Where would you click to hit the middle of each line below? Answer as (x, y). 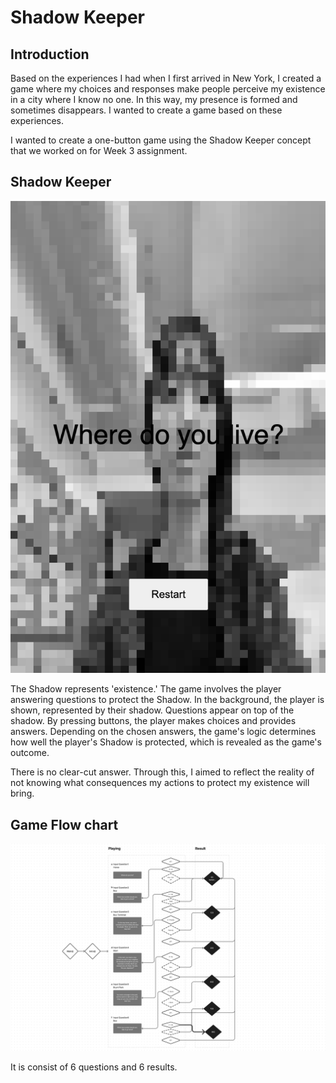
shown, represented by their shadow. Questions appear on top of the (152, 710)
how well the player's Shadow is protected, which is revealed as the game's (166, 742)
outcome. (30, 753)
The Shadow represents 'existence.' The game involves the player (146, 689)
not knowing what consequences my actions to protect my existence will (160, 783)
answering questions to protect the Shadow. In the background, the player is (167, 700)
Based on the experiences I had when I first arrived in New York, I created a (166, 78)
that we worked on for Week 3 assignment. (99, 150)
